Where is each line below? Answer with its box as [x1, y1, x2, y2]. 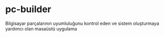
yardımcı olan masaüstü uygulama [5, 25, 78, 31]
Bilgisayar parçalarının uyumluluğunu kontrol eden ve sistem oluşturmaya [5, 20, 159, 26]
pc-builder [5, 4, 52, 15]
